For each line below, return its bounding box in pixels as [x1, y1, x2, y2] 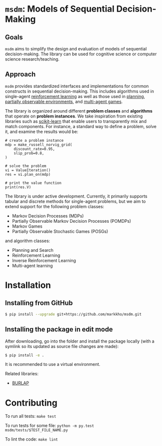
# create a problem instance [5, 138, 64, 143]
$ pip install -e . [5, 353, 44, 358]
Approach [5, 70, 36, 79]
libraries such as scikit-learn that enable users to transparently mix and [5, 118, 147, 124]
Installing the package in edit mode [5, 325, 113, 333]
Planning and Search [12, 247, 54, 253]
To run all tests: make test [5, 413, 57, 419]
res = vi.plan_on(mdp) [5, 172, 51, 177]
